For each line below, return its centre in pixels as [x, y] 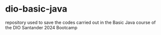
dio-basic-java [36, 9]
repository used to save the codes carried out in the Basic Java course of [80, 22]
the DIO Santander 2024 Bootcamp [41, 27]
